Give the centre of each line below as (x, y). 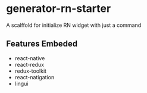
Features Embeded (42, 44)
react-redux (29, 64)
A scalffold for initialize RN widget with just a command (74, 25)
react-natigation (35, 77)
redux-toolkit (30, 71)
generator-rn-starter (59, 9)
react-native (30, 58)
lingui (21, 83)
